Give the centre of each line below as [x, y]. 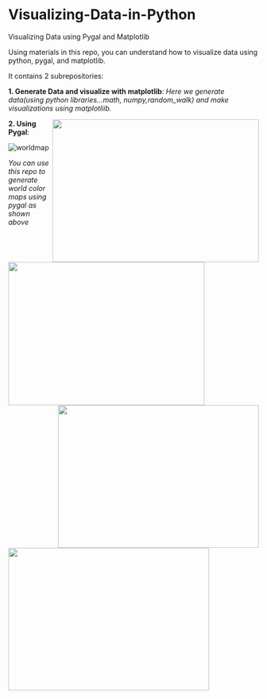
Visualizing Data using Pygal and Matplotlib [79, 37]
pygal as [23, 205]
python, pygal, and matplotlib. [57, 60]
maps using [27, 196]
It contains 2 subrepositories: [56, 76]
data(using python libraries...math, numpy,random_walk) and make [118, 99]
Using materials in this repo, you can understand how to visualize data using [133, 52]
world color [27, 188]
